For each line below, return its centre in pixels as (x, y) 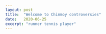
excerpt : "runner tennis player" (41, 24)
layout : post (19, 10)
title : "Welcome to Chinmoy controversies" (53, 14)
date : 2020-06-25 (26, 19)
